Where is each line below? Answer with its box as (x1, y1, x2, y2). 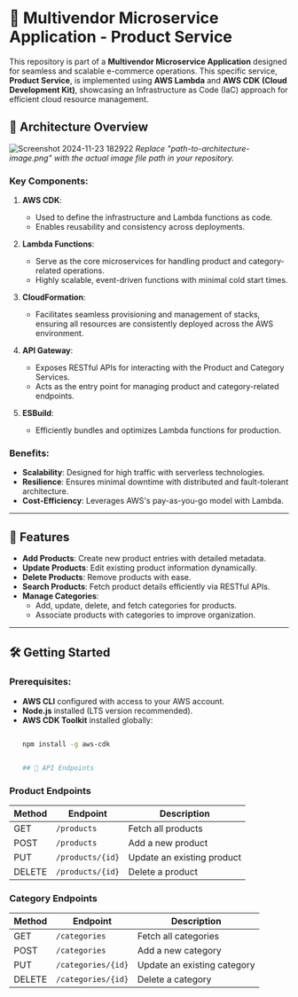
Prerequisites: (9, 676, 72, 688)
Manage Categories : (21, 591, 99, 601)
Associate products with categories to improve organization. (35, 609, 256, 620)
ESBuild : (21, 408, 54, 419)
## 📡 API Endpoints (21, 763, 95, 773)
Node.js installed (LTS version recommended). (21, 705, 193, 716)
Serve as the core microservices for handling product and (35, 256, 247, 267)
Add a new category (137, 945, 222, 957)
